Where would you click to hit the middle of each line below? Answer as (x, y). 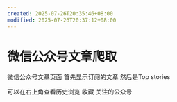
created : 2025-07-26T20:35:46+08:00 (60, 14)
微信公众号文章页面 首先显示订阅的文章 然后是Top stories (89, 77)
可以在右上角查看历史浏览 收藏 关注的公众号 (70, 92)
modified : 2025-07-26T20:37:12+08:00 (62, 20)
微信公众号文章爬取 (62, 57)
